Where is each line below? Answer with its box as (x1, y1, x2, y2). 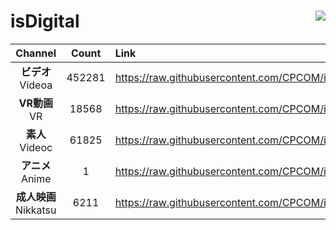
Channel (15, 46, 57, 60)
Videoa (19, 78, 53, 92)
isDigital (10, 10, 80, 33)
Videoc (19, 140, 53, 154)
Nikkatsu (15, 203, 57, 217)
